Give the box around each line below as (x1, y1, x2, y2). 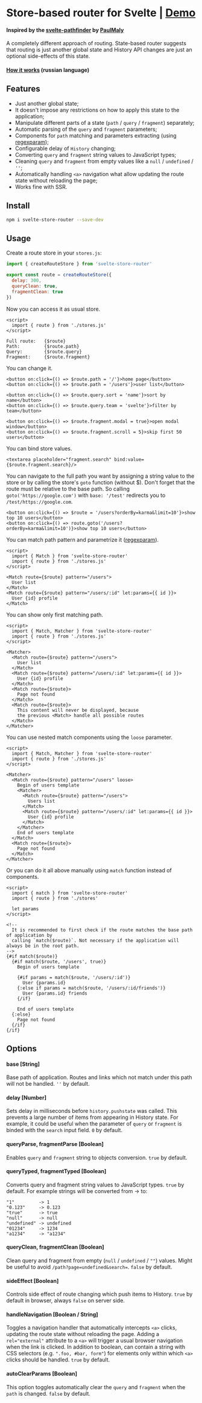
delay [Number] (6, 1094, 47, 1101)
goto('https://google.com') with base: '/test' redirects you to (6, 492, 166, 499)
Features (6, 84, 40, 94)
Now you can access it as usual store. (6, 305, 101, 312)
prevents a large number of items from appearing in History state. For (6, 1113, 179, 1121)
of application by (6, 932, 52, 938)
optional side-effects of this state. (6, 52, 90, 60)
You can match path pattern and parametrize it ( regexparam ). (6, 536, 159, 543)
